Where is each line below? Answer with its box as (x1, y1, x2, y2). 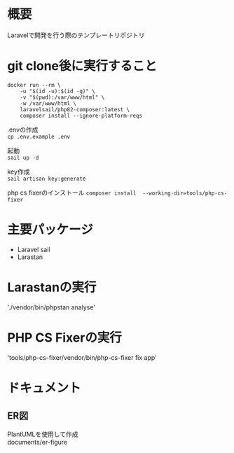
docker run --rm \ (7, 81, 61, 88)
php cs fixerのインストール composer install (7, 188, 137, 197)
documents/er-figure (7, 438, 68, 446)
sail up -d (7, 154, 39, 161)
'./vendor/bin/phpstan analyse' (7, 302, 96, 312)
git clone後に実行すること (7, 58, 158, 74)
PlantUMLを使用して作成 (7, 430, 78, 438)
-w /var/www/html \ (20, 99, 77, 107)
